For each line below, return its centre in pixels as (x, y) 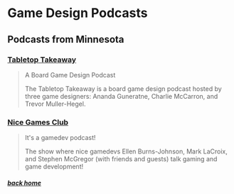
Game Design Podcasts (78, 13)
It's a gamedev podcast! (60, 138)
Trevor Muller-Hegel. (55, 104)
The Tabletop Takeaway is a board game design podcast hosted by (123, 88)
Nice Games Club (38, 122)
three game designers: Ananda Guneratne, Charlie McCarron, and (121, 96)
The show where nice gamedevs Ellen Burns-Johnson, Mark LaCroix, (126, 151)
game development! (54, 167)
